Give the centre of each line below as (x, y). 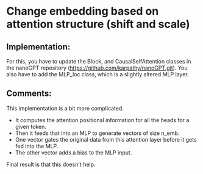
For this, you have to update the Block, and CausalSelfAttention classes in (99, 61)
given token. (31, 126)
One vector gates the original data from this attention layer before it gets (106, 139)
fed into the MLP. (37, 146)
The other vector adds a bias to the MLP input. (73, 152)
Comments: (29, 94)
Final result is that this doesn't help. (51, 164)
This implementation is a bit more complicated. (65, 108)
